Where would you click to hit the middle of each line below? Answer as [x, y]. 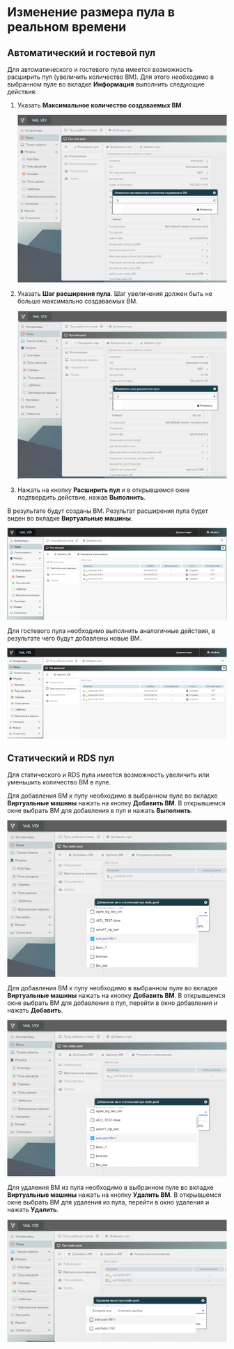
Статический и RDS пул [61, 758]
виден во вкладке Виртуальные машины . [70, 518]
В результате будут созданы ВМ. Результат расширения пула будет [108, 511]
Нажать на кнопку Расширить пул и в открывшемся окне [103, 490]
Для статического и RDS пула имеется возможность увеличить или [108, 775]
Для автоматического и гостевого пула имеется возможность [100, 69]
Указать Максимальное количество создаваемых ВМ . [100, 105]
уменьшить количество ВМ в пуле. [59, 782]
